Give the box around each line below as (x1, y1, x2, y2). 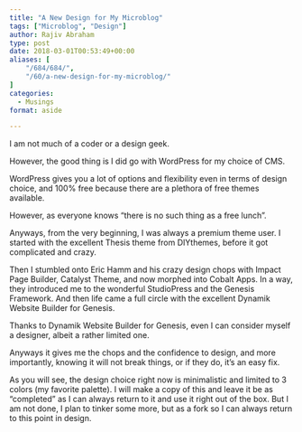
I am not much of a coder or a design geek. (9, 138, 169, 149)
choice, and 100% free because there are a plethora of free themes (9, 183, 260, 194)
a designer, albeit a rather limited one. (9, 330, 151, 341)
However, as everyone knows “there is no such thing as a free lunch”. (9, 210, 268, 221)
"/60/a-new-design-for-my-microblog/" (25, 72, 171, 81)
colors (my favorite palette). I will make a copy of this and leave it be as (9, 384, 273, 395)
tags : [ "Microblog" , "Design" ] (9, 22, 127, 31)
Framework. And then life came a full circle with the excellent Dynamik (9, 293, 270, 304)
